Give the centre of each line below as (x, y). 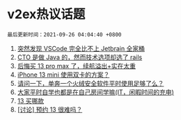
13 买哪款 (31, 100)
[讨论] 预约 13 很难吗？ (50, 110)
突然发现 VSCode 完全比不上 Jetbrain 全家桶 (81, 48)
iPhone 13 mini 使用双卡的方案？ (63, 75)
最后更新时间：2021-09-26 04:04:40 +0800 (64, 35)
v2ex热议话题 (46, 14)
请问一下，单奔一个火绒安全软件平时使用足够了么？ (90, 83)
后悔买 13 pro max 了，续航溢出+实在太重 (76, 66)
